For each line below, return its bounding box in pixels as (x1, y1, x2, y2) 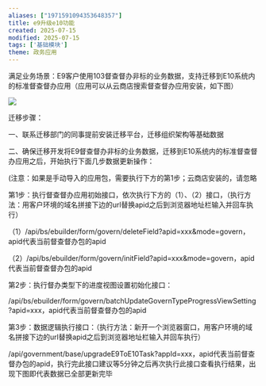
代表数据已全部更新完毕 (35, 369, 113, 378)
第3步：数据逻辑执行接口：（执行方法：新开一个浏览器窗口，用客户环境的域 (8, 323, 253, 331)
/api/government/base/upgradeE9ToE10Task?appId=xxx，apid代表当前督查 (8, 350, 256, 358)
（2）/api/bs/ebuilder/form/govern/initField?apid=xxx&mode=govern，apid (8, 254, 256, 262)
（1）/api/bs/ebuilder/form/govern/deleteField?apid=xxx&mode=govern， (8, 227, 250, 236)
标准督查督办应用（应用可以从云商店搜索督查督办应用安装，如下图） (14, 81, 238, 90)
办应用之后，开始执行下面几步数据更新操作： (8, 156, 155, 166)
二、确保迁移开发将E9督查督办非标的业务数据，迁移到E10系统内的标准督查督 (8, 147, 258, 155)
